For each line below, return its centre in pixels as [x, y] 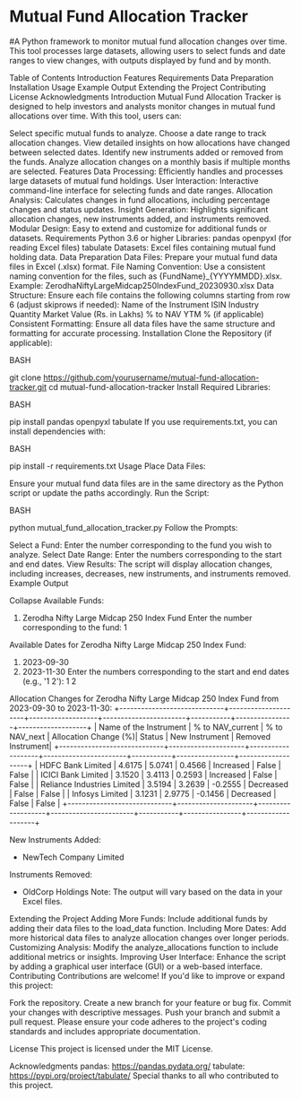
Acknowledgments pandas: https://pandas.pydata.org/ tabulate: [127, 1066]
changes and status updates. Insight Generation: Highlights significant [139, 209]
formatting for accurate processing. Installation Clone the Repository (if [141, 333]
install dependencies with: [57, 431]
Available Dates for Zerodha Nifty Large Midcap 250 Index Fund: [128, 645]
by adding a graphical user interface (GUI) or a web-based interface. [136, 966]
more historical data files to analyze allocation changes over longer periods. [149, 938]
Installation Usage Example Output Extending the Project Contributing [138, 87]
